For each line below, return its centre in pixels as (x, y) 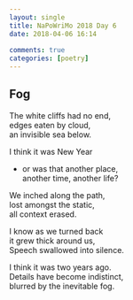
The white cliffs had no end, (60, 115)
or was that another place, (70, 168)
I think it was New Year (51, 151)
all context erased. (43, 214)
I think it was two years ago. (60, 267)
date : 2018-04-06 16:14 (53, 34)
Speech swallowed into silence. (66, 250)
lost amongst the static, (52, 204)
